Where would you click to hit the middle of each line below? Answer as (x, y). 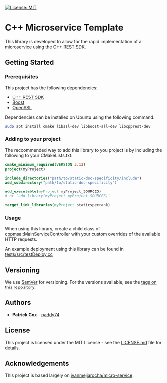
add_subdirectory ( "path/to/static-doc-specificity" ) (61, 183)
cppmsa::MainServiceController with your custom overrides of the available (83, 234)
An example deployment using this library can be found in (64, 249)
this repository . (21, 287)
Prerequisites (22, 77)
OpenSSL (22, 107)
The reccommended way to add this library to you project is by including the (83, 150)
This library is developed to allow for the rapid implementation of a (73, 41)
